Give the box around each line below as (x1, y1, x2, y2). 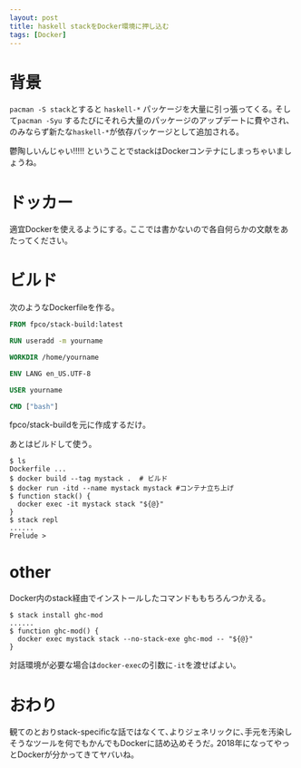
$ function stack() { (9, 491, 92, 501)
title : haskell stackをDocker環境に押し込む (9, 22, 170, 31)
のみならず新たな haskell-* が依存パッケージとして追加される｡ (9, 126, 240, 137)
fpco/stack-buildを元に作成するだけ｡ (9, 419, 147, 431)
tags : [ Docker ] (9, 30, 67, 39)
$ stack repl (9, 516, 59, 525)
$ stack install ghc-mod (9, 611, 103, 620)
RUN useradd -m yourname (9, 336, 103, 345)
